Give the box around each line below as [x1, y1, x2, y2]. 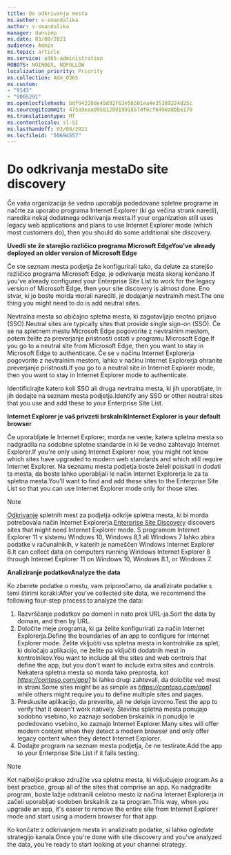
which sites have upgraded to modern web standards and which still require [7, 455, 223, 463]
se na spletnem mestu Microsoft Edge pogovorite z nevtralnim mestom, [7, 327, 210, 335]
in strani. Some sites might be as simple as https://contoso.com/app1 [17, 683, 212, 692]
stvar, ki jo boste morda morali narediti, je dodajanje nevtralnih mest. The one [7, 292, 225, 300]
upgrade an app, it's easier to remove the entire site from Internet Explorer [7, 805, 219, 814]
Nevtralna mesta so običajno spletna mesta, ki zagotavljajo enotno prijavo [7, 312, 217, 321]
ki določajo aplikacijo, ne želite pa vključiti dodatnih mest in [17, 646, 185, 655]
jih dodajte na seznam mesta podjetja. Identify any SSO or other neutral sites [7, 392, 223, 400]
